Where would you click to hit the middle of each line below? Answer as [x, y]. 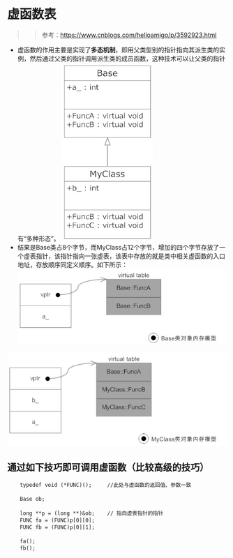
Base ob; [32, 499]
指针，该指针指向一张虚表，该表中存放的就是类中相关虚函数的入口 [130, 256]
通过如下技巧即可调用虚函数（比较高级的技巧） [108, 467]
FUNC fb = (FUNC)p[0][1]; [58, 527]
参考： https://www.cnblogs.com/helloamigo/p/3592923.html [129, 35]
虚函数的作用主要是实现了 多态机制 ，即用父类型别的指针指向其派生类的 [118, 50]
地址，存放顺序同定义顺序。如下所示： [72, 264]
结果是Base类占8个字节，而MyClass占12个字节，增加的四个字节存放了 [118, 247]
